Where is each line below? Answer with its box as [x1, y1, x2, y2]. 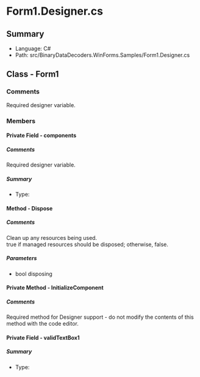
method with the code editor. [6, 320, 79, 327]
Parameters [6, 255, 37, 262]
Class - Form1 [6, 69, 59, 80]
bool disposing [15, 270, 53, 277]
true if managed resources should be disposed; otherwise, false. [6, 241, 169, 248]
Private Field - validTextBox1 [6, 334, 80, 341]
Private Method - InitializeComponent [6, 284, 104, 291]
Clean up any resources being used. [6, 234, 98, 241]
